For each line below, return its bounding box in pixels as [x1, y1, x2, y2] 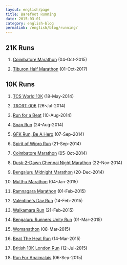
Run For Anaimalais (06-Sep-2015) [12, 254, 83, 260]
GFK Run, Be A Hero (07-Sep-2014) [12, 131, 85, 137]
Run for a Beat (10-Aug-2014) [12, 112, 72, 118]
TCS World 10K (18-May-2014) [12, 93, 74, 99]
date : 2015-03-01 [5, 16, 41, 21]
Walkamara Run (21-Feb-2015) [12, 207, 74, 213]
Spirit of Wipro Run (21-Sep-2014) [12, 141, 81, 146]
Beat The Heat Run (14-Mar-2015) [12, 236, 81, 241]
